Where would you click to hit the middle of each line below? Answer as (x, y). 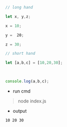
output (20, 111)
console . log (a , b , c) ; (27, 81)
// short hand (20, 54)
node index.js (32, 101)
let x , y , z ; (18, 16)
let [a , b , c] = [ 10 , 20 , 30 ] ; (34, 63)
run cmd (21, 91)
